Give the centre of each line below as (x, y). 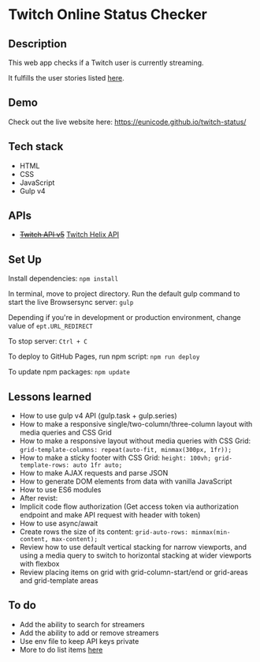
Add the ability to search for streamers (82, 624)
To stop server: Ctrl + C (48, 341)
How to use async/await (59, 524)
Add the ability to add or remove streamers (89, 633)
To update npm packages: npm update (69, 372)
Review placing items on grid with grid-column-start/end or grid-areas (134, 572)
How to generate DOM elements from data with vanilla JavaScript (126, 481)
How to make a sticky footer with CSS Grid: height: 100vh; (115, 458)
